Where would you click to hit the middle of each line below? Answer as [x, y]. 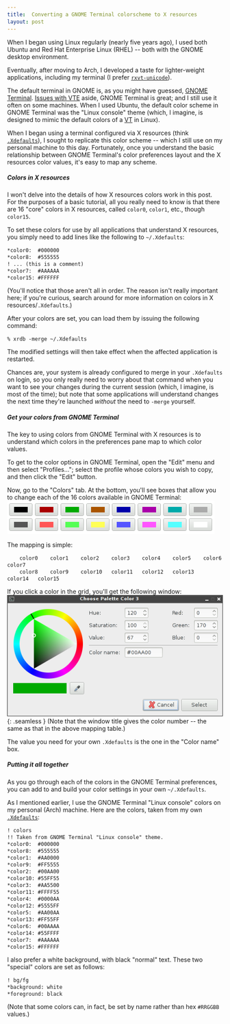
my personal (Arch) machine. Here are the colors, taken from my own [105, 810]
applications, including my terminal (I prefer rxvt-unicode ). [90, 77]
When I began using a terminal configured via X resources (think [98, 133]
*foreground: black [35, 994]
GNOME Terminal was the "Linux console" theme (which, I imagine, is [105, 112]
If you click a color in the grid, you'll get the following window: [94, 592]
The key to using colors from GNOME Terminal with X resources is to [104, 434]
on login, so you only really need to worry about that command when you [110, 379]
